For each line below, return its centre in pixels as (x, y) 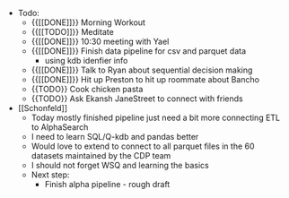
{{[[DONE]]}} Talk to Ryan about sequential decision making (142, 70)
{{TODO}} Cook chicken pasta (87, 89)
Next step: (50, 175)
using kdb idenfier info (86, 60)
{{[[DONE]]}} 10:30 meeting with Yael (100, 41)
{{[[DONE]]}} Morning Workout (88, 22)
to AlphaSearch (60, 127)
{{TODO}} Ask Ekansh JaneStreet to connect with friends (137, 99)
